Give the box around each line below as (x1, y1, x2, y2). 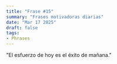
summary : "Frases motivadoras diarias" (6, 14, 104, 20)
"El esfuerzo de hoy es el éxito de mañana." (6, 52, 112, 58)
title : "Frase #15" (6, 8, 54, 15)
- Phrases (6, 35, 31, 41)
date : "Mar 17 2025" (6, 19, 57, 25)
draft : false (6, 24, 38, 31)
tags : (6, 30, 19, 36)
